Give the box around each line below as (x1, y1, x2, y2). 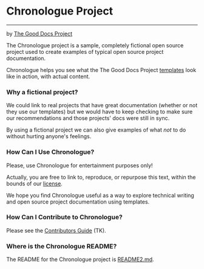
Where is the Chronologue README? (6, 242, 117, 250)
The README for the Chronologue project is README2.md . (6, 256, 154, 263)
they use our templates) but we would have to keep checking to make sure (6, 108, 193, 116)
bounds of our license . (6, 180, 63, 187)
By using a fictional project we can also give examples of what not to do (6, 126, 186, 134)
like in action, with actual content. (6, 73, 90, 80)
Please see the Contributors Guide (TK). (6, 227, 106, 234)
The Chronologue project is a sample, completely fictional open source (6, 41, 184, 49)
